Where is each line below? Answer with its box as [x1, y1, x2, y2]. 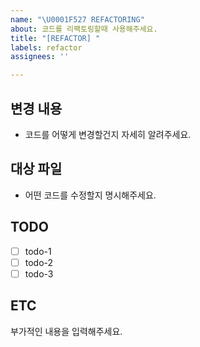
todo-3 [24, 267, 54, 280]
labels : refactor [10, 42, 83, 53]
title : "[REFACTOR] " [10, 33, 101, 43]
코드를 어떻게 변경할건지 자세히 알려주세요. [24, 128, 192, 140]
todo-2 [24, 256, 54, 268]
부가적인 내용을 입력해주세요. [10, 325, 123, 337]
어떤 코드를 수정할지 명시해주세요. [24, 189, 157, 201]
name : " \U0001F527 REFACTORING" [10, 14, 145, 25]
